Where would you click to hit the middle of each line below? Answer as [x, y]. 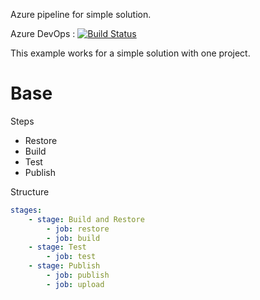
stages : [26, 210]
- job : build [73, 238]
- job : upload [75, 284]
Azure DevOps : [43, 33]
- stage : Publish [64, 266]
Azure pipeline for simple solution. [81, 14]
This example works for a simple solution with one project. [130, 53]
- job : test [71, 257]
